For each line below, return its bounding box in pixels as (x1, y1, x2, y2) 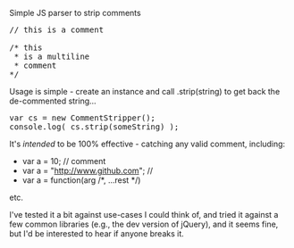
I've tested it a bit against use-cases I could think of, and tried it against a (9, 210, 279, 219)
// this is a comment (9, 25, 105, 35)
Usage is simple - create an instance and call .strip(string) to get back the (9, 87, 281, 96)
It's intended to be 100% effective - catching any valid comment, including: (9, 138, 286, 149)
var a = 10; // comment (21, 156, 106, 166)
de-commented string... (9, 95, 97, 106)
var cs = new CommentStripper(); (9, 113, 156, 123)
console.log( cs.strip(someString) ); (9, 122, 180, 132)
